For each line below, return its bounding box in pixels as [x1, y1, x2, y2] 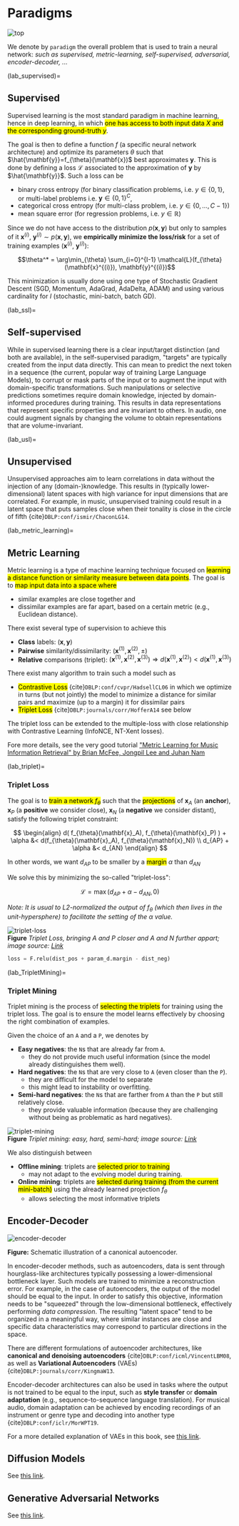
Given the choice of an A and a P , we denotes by [7, 1031, 149, 1039]
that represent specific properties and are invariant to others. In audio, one [7, 405, 227, 415]
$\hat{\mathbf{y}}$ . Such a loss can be [7, 171, 123, 180]
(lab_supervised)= [7, 71, 61, 80]
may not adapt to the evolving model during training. [28, 1169, 183, 1178]
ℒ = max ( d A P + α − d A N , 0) [80, 887, 160, 897]
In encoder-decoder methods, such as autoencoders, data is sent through [7, 1261, 225, 1270]
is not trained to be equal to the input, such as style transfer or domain [7, 1388, 218, 1396]
